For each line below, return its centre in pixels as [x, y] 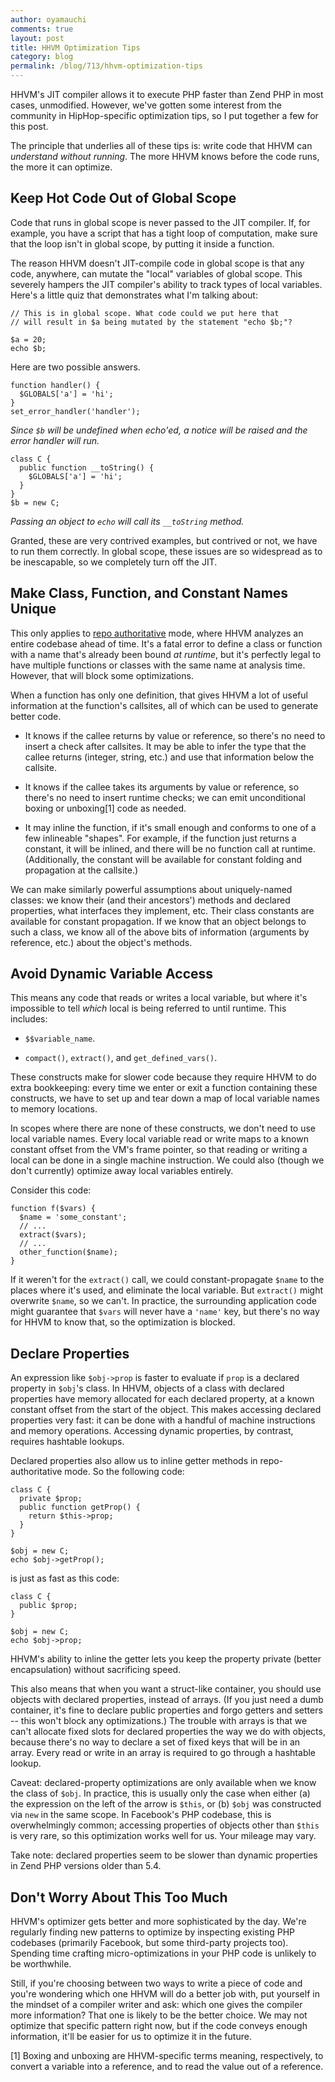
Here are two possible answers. [75, 367]
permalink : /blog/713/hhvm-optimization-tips [106, 66]
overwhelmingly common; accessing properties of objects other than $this [165, 1825]
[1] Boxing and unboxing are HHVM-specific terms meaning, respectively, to [167, 2056]
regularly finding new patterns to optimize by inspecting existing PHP [153, 1932]
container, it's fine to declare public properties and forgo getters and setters [166, 1710]
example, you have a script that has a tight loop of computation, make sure [164, 233]
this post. [29, 126]
